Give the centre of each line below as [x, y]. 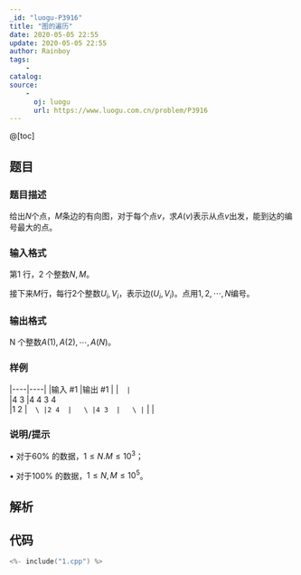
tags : [19, 60]
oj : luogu [52, 102]
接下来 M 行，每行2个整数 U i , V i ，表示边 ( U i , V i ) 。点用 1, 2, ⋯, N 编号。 [132, 295]
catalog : [26, 77]
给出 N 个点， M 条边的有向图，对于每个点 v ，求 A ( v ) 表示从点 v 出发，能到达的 [147, 216]
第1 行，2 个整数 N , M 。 [52, 274]
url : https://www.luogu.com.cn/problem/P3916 [120, 110]
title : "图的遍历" [42, 26]
